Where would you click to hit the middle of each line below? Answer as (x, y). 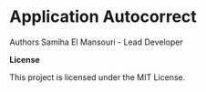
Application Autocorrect (103, 17)
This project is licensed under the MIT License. (98, 77)
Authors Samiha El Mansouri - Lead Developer (97, 42)
